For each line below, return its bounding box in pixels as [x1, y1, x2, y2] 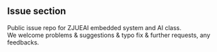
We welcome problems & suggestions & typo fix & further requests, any [7, 31, 211, 39]
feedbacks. [7, 38, 39, 47]
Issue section [7, 5, 66, 17]
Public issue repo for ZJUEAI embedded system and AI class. [7, 23, 182, 31]
